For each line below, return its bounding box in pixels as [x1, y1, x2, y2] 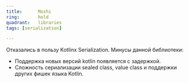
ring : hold [6, 14, 49, 20]
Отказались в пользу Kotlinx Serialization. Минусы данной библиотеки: [6, 47, 184, 54]
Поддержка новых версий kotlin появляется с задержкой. [14, 58, 161, 65]
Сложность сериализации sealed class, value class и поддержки [14, 64, 177, 71]
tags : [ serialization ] [6, 25, 62, 31]
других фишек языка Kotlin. [14, 70, 84, 77]
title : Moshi [6, 8, 51, 15]
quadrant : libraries [6, 19, 62, 25]
